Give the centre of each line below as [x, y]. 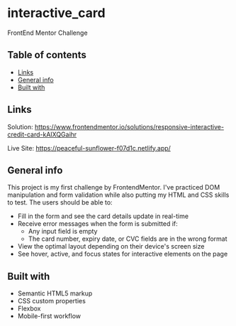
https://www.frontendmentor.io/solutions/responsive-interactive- [129, 126]
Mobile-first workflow [49, 316]
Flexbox [29, 309]
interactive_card [56, 13]
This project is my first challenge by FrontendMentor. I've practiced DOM [114, 188]
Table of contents [47, 55]
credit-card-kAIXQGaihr [42, 134]
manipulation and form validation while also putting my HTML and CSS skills [118, 195]
